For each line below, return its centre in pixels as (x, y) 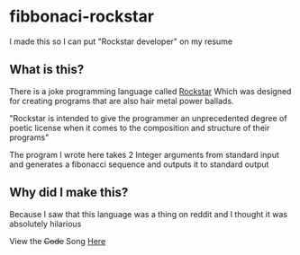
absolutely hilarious (45, 224)
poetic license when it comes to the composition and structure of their (140, 127)
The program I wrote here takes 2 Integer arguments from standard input (144, 154)
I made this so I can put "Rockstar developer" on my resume (121, 41)
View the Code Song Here (58, 241)
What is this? (47, 70)
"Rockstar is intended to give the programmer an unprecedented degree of (148, 118)
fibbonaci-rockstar (82, 17)
